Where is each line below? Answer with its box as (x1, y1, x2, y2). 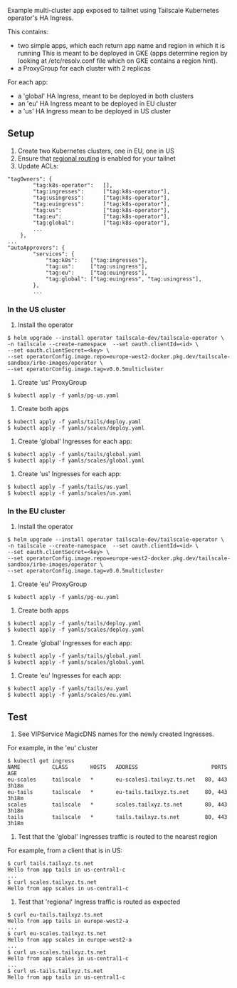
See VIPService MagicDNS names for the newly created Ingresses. (17, 730, 215, 738)
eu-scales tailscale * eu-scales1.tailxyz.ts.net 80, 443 (7, 776, 228, 784)
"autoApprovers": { (7, 244, 65, 251)
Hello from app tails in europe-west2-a (7, 917, 130, 925)
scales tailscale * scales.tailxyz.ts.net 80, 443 (7, 801, 228, 809)
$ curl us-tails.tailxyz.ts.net (7, 967, 103, 975)
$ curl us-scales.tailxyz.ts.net (7, 949, 107, 956)
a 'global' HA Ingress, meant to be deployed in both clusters (17, 92, 194, 100)
